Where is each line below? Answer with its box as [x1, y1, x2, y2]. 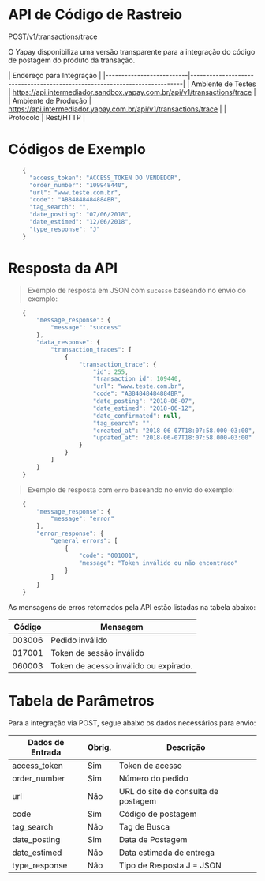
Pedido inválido [50, 634, 108, 646]
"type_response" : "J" [28, 225, 101, 233]
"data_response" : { [36, 338, 101, 347]
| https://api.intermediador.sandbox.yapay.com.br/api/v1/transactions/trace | [8, 87, 256, 96]
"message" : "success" [50, 324, 122, 332]
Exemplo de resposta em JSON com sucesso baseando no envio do [27, 285, 247, 295]
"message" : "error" [50, 515, 114, 523]
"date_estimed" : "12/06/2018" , [28, 218, 132, 226]
